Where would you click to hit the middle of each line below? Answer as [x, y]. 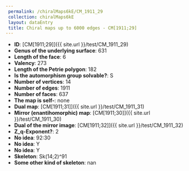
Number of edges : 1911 [42, 88]
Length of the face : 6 [40, 57]
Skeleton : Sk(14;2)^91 [40, 156]
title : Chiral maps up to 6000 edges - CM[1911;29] [72, 28]
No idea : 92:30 [32, 138]
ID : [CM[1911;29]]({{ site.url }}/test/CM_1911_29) [71, 45]
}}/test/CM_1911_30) [38, 119]
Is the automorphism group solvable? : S [64, 76]
